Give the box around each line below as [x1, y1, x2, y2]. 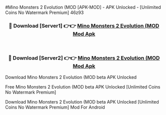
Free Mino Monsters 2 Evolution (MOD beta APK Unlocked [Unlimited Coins [5, 83, 160, 89]
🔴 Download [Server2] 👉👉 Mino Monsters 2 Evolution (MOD [8, 54, 160, 61]
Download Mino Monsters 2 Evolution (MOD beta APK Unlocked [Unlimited [5, 98, 159, 104]
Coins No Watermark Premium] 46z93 [5, 9, 84, 15]
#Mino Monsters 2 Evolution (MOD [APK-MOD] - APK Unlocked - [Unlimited [5, 4, 161, 10]
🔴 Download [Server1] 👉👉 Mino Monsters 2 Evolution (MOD [8, 22, 159, 29]
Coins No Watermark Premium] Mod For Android [5, 104, 105, 110]
